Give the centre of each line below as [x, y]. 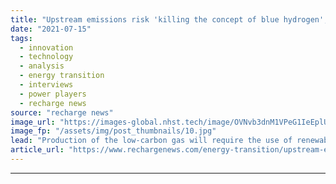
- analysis [42, 66]
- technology [46, 57]
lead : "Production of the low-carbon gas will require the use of [151, 141]
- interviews [46, 85]
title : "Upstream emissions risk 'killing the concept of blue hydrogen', [169, 19]
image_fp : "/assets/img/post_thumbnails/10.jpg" [113, 131]
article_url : [37, 150]
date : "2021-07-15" [51, 29]
